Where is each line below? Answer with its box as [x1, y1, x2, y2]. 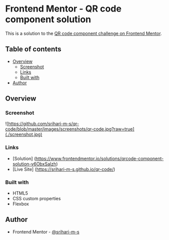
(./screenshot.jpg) [5, 131, 43, 137]
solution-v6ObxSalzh [12, 161, 56, 167]
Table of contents [5, 45, 61, 53]
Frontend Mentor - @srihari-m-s [12, 228, 79, 234]
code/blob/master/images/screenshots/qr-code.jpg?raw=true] [5, 126, 135, 132]
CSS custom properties [12, 196, 61, 202]
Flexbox [12, 201, 29, 207]
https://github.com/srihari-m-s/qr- [8, 121, 79, 127]
